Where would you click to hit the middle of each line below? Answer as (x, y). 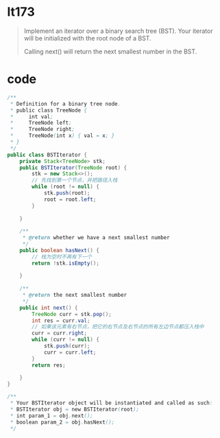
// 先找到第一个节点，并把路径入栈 (75, 180)
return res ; (49, 365)
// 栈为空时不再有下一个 (62, 257)
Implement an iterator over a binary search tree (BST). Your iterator (119, 31)
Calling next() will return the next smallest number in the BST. (110, 51)
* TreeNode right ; (42, 130)
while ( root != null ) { (65, 187)
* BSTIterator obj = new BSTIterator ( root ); (74, 409)
